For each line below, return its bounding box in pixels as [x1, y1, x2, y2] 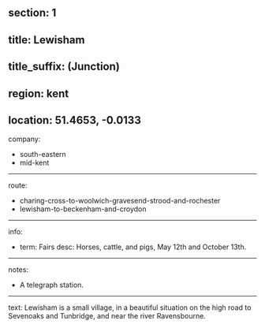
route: [8, 181, 28, 190]
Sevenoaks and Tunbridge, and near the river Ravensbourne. [8, 311, 207, 321]
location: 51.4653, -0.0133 [8, 114, 142, 127]
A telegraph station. [19, 280, 84, 290]
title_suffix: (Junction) [8, 60, 120, 73]
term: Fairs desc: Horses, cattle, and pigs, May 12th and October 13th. [19, 242, 247, 252]
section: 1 [8, 6, 57, 20]
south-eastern [19, 150, 67, 159]
